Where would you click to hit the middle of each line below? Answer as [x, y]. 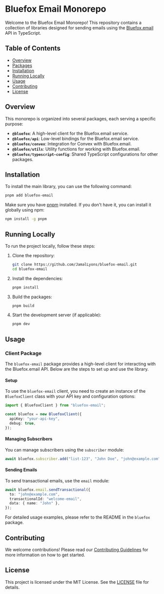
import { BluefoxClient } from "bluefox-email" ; [55, 405]
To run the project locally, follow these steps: [50, 246]
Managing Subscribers [29, 439]
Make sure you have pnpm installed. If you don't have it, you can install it [78, 205]
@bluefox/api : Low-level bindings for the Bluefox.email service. [75, 139]
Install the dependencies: [38, 278]
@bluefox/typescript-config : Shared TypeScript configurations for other [85, 154]
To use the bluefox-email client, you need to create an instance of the [75, 391]
